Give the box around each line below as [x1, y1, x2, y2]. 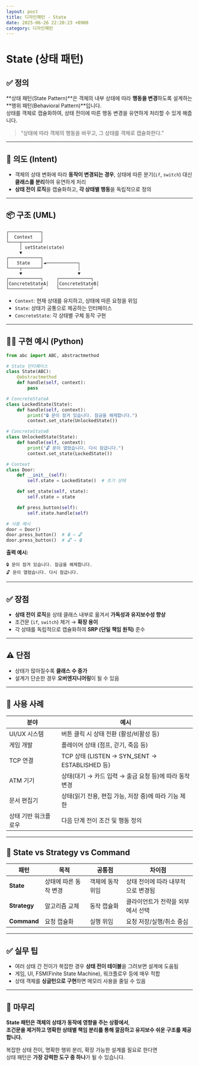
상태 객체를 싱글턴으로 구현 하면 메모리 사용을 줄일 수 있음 [14, 978, 146, 985]
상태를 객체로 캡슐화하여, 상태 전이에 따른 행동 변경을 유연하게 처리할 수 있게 [6, 110, 182, 117]
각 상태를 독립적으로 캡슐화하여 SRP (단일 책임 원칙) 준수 [14, 626, 145, 632]
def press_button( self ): [17, 505, 78, 510]
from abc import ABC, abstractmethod [6, 352, 99, 358]
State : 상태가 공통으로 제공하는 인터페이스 [14, 304, 113, 312]
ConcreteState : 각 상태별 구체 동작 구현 [14, 312, 107, 319]
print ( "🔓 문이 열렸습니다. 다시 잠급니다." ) [27, 445, 124, 451]
